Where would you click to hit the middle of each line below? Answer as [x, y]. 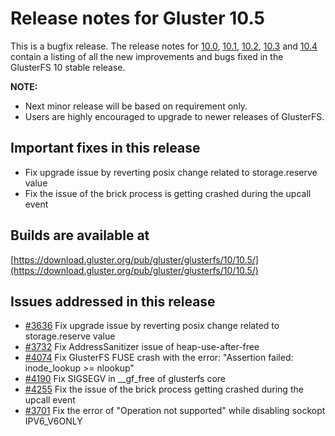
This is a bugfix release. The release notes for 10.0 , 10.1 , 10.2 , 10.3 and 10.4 [164, 46]
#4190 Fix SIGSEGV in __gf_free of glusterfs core [125, 379]
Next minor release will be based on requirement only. [136, 106]
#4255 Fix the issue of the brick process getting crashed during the [164, 389]
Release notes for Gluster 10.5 [137, 18]
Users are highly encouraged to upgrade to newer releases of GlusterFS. [174, 116]
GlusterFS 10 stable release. [68, 67]
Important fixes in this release [105, 148]
